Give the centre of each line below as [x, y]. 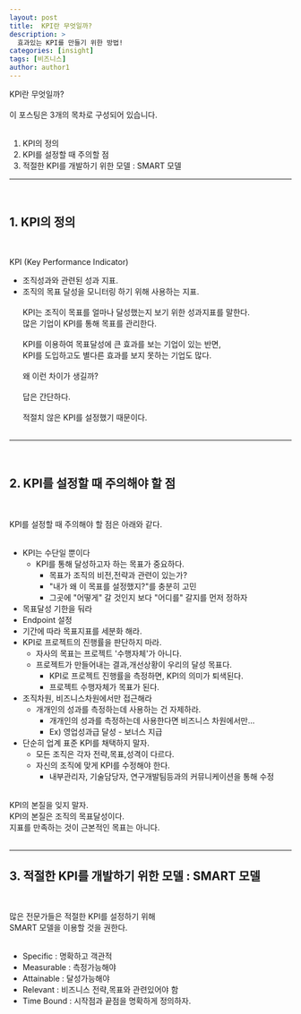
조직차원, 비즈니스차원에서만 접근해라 [87, 698]
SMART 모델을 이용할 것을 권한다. [69, 928]
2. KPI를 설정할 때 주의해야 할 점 [93, 484]
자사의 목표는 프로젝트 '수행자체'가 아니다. [108, 653]
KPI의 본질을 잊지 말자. [49, 805]
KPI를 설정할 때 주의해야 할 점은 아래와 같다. [86, 524]
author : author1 [39, 68]
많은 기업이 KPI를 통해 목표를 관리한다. [89, 323]
